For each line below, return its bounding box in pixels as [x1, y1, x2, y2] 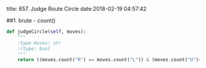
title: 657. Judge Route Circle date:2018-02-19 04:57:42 [6, 5, 147, 12]
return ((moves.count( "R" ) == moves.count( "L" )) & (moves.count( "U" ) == [17, 57, 204, 63]
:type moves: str [17, 39, 62, 46]
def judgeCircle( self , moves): [6, 29, 86, 35]
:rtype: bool [17, 46, 51, 52]
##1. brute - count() [6, 17, 56, 24]
